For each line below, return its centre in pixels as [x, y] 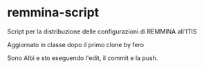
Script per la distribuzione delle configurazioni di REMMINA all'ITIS [102, 31]
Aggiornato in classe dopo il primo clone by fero [75, 44]
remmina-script [53, 13]
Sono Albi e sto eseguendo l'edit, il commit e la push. [83, 58]
